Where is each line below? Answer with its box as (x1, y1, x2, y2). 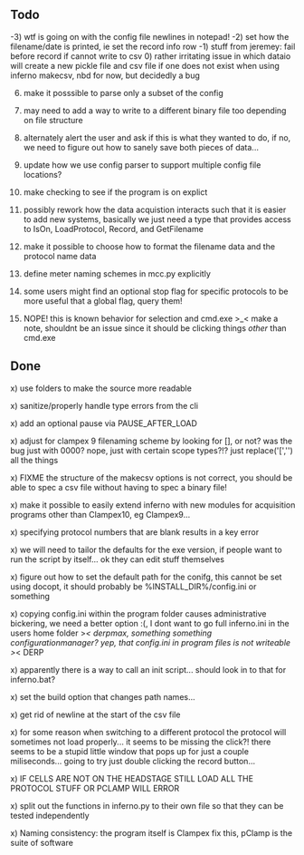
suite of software (10, 837, 73, 848)
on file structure (23, 114, 84, 125)
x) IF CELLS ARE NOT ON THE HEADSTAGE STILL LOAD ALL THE (10, 772, 254, 783)
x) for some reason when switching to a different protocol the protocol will (10, 726, 287, 737)
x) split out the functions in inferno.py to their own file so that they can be (10, 800, 284, 811)
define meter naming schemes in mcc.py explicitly (23, 267, 212, 279)
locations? (23, 169, 62, 180)
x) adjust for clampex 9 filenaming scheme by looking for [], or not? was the (10, 435, 293, 446)
